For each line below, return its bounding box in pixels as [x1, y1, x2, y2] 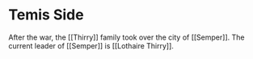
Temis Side [8, 6, 84, 24]
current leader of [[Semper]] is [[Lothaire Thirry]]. [8, 40, 174, 50]
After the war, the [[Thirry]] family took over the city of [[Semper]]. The [8, 32, 245, 42]
